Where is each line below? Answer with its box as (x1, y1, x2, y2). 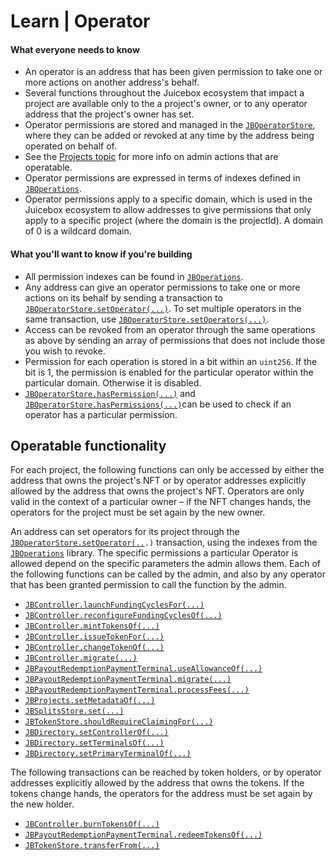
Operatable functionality (10, 437, 167, 454)
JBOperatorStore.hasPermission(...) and (24, 387, 196, 399)
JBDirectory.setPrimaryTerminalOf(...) (24, 749, 192, 759)
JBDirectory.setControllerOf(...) (24, 728, 169, 738)
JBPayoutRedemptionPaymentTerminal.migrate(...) (24, 675, 232, 685)
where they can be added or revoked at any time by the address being (24, 130, 315, 142)
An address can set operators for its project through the (10, 526, 240, 538)
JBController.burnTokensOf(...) (24, 820, 160, 830)
